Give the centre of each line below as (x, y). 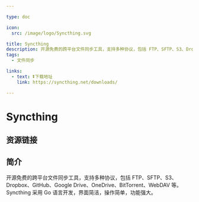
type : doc (18, 17)
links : (14, 71)
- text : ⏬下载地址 (32, 77)
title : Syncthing (28, 44)
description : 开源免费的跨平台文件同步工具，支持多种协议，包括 (76, 49)
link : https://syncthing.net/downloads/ (67, 82)
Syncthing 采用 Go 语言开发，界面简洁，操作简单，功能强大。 (81, 192)
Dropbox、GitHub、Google (39, 185)
